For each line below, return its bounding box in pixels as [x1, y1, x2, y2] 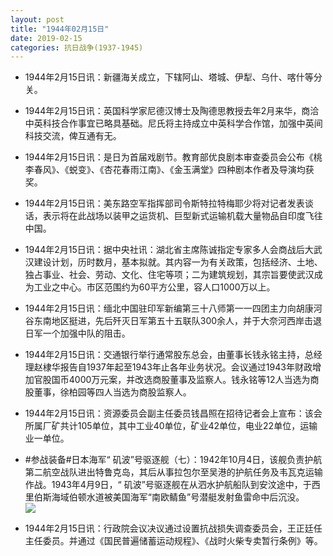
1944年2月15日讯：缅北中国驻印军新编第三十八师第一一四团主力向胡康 [24, 302, 314, 315]
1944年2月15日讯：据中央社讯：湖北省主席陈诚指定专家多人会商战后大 [24, 244, 314, 256]
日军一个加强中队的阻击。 [24, 327, 131, 340]
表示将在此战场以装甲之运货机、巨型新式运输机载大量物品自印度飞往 [42, 210, 323, 222]
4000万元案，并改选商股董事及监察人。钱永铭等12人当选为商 [68, 374, 320, 386]
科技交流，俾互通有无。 [24, 130, 122, 142]
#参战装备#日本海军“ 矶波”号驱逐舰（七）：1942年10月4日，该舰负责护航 [24, 454, 323, 466]
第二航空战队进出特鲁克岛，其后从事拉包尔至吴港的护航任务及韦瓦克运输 [24, 466, 323, 478]
